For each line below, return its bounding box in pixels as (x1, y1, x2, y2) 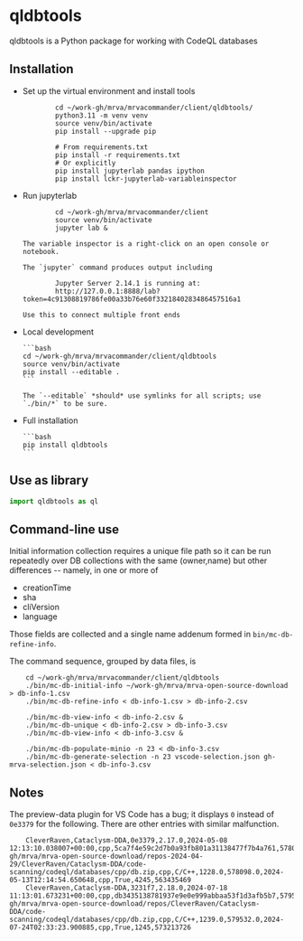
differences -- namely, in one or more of (9, 565, 159, 576)
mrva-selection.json (9, 760, 87, 769)
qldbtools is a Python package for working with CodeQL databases (9, 35, 259, 46)
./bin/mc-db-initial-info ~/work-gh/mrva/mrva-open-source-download (25, 682, 289, 691)
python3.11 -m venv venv (55, 110, 149, 120)
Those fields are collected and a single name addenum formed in (9, 629, 251, 640)
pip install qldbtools (22, 440, 108, 449)
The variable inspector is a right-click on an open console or (22, 239, 270, 249)
